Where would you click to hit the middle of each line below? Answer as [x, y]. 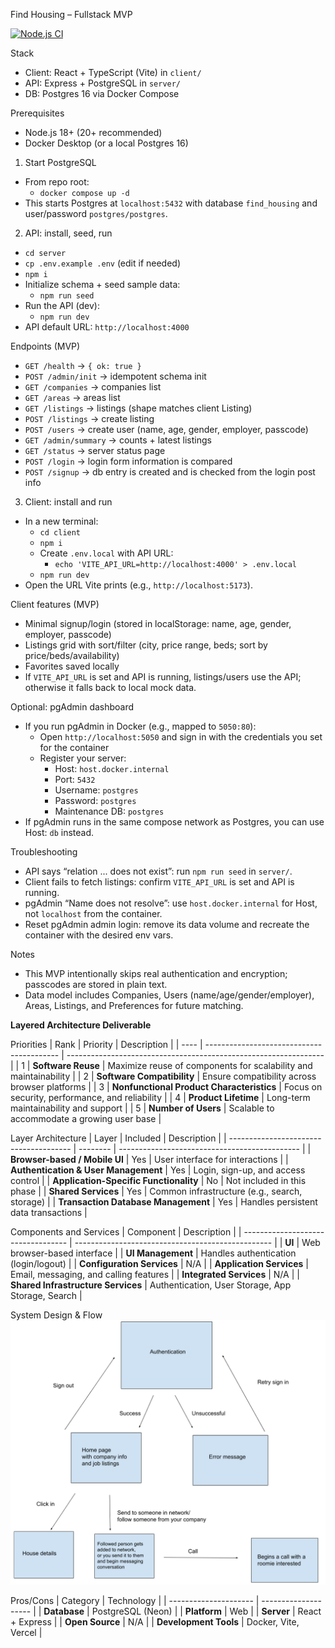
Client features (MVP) [55, 604]
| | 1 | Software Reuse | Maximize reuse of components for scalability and [161, 1065]
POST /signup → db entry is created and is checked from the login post [170, 472]
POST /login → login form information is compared [128, 461]
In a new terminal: [61, 521]
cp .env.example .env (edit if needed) [103, 263]
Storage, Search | [46, 1295]
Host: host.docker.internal [112, 768]
